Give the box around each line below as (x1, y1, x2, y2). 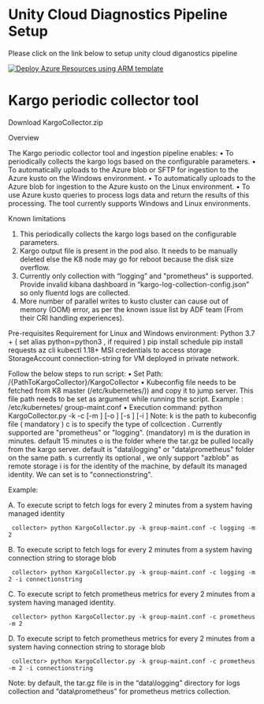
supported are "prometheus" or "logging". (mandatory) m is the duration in (8, 427, 251, 437)
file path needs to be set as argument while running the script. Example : (8, 393, 244, 404)
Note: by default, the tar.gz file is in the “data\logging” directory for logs (8, 678, 240, 687)
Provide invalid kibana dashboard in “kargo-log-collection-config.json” (19, 279, 250, 289)
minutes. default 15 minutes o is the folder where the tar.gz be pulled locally (8, 436, 254, 446)
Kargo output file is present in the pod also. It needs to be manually (19, 246, 238, 255)
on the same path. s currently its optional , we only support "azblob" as (8, 453, 239, 462)
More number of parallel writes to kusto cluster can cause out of (19, 296, 229, 306)
